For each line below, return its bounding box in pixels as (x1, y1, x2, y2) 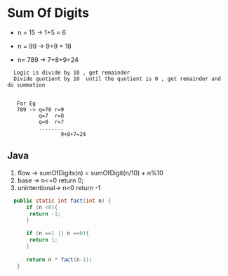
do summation (7, 81, 46, 89)
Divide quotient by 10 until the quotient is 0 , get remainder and (13, 75, 221, 82)
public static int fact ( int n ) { (13, 197, 112, 204)
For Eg (16, 100, 36, 107)
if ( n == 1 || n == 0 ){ (25, 230, 90, 237)
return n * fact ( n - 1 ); (25, 256, 93, 263)
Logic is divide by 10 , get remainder (13, 69, 130, 76)
